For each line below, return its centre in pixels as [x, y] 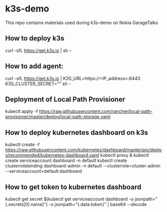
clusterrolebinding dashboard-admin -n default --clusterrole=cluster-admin [83, 166]
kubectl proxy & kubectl [124, 155]
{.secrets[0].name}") [26, 204]
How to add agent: [34, 66]
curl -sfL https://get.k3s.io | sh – [38, 50]
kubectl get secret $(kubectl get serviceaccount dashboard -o [69, 199]
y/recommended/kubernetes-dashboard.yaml [52, 155]
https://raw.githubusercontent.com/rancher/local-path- [96, 111]
